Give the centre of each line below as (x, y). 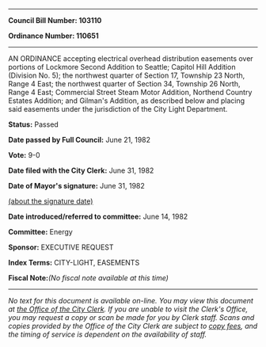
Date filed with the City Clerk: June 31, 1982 (81, 170)
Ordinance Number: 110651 (53, 36)
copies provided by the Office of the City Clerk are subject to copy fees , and (133, 326)
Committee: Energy (40, 232)
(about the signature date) (51, 201)
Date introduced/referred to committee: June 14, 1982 (98, 216)
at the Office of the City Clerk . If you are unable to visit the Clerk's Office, (128, 309)
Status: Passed (34, 124)
